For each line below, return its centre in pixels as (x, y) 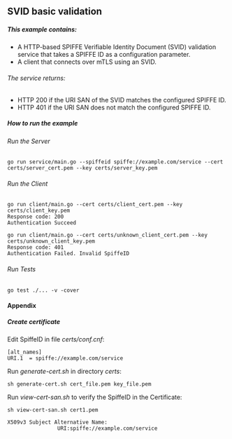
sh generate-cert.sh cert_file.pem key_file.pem (79, 384)
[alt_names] (24, 352)
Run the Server (29, 141)
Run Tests (22, 269)
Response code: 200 (36, 217)
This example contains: (42, 29)
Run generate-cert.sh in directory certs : (65, 372)
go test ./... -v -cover (43, 290)
